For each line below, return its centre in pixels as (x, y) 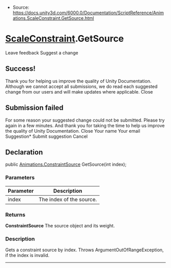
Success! (20, 69)
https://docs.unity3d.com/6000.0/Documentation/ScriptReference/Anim (88, 13)
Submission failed (34, 108)
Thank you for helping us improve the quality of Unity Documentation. (78, 81)
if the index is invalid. (27, 255)
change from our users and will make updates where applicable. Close (79, 92)
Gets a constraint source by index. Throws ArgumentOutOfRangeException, (84, 250)
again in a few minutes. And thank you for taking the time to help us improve (85, 125)
